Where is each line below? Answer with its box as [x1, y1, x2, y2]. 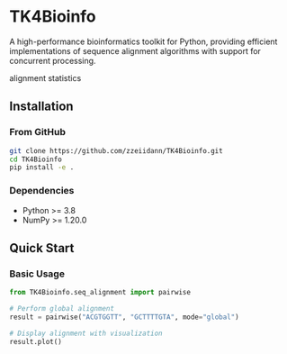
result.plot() [9, 337, 63, 346]
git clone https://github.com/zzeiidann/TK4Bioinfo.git [9, 146, 223, 155]
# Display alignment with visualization [9, 329, 164, 338]
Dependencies [9, 185, 75, 197]
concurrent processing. [9, 55, 96, 66]
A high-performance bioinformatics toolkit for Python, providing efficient [9, 36, 278, 47]
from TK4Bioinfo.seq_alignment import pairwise [9, 288, 192, 297]
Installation [9, 99, 74, 114]
